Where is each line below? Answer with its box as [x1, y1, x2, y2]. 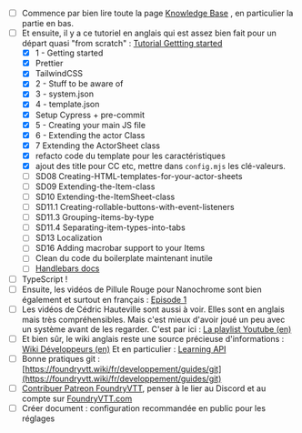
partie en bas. [21, 18, 75, 29]
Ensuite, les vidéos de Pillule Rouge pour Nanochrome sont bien [21, 284, 262, 295]
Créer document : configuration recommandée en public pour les [21, 402, 266, 413]
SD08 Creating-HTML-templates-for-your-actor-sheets [35, 170, 243, 181]
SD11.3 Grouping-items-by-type [35, 212, 155, 223]
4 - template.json [35, 99, 100, 110]
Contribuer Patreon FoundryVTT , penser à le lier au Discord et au [21, 382, 267, 394]
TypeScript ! [21, 273, 68, 285]
